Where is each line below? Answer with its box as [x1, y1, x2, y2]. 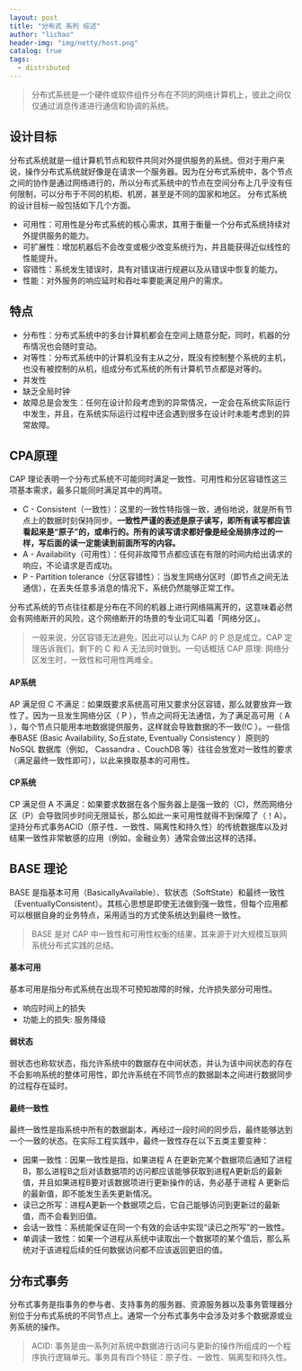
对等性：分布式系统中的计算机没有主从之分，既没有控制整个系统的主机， [22, 352, 290, 362]
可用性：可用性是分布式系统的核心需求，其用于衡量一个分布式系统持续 [22, 218, 283, 229]
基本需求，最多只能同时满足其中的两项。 [16, 485, 167, 495]
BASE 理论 [9, 861, 67, 877]
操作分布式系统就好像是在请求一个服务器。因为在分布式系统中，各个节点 [24, 165, 293, 176]
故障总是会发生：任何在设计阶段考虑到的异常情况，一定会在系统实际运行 [22, 396, 290, 407]
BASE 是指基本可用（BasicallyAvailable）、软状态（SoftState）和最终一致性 [9, 886, 286, 897]
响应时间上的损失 [22, 1002, 86, 1013]
